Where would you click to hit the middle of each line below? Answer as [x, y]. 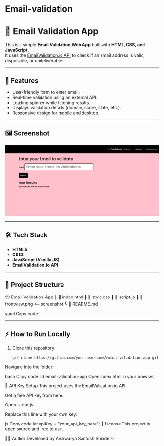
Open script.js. [20, 405]
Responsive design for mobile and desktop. [56, 113]
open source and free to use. [34, 429]
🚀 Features [22, 80]
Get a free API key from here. [34, 395]
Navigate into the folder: [29, 367]
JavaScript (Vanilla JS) [36, 259]
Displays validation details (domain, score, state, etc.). [66, 107]
